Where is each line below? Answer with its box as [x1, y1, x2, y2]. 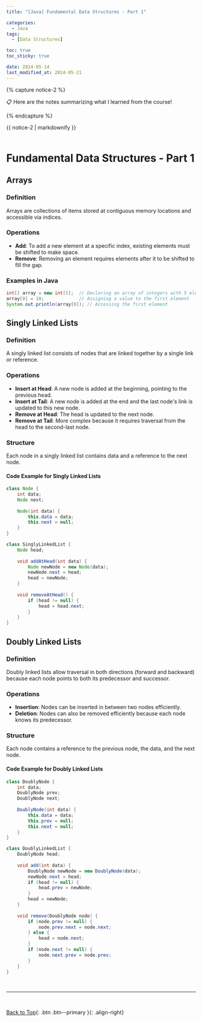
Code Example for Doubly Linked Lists [6, 765, 103, 772]
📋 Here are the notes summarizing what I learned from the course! [6, 98, 173, 106]
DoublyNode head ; [17, 851, 61, 857]
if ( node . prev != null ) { [28, 918, 93, 924]
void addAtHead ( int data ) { [17, 558, 87, 564]
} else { [28, 930, 50, 936]
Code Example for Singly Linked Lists [6, 472, 101, 479]
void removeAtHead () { [17, 591, 74, 598]
